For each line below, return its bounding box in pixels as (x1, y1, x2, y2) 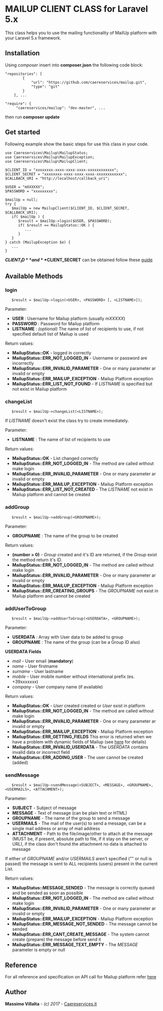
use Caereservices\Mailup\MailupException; (5, 155, 95, 160)
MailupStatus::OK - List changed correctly (12, 456, 99, 461)
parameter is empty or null (12, 947, 66, 953)
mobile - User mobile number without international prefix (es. (12, 674, 135, 679)
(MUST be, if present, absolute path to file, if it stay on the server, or (12, 836, 149, 842)
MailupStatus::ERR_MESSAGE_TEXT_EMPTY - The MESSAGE (12, 942, 138, 948)
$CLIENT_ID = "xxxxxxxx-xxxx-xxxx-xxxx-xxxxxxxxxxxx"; (5, 167, 119, 172)
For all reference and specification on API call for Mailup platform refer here (5, 974, 157, 980)
